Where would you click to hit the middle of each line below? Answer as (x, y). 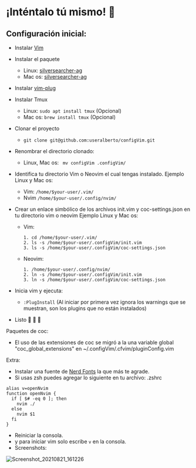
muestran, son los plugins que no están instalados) (85, 308)
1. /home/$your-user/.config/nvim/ (67, 270)
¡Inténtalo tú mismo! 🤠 (61, 12)
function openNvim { (31, 393)
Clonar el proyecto (37, 128)
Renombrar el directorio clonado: (55, 151)
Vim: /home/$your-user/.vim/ (58, 191)
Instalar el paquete (37, 59)
